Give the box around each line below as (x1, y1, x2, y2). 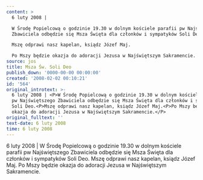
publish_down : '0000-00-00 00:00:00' (6, 69, 101, 76)
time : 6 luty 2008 (6, 126, 53, 132)
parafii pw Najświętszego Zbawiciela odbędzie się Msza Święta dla (6, 149, 173, 156)
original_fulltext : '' (6, 114, 63, 121)
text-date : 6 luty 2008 (6, 120, 66, 126)
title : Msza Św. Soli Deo (6, 64, 71, 70)
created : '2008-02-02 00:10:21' (6, 75, 88, 82)
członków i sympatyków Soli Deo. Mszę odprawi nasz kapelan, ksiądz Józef (6, 155, 196, 162)
